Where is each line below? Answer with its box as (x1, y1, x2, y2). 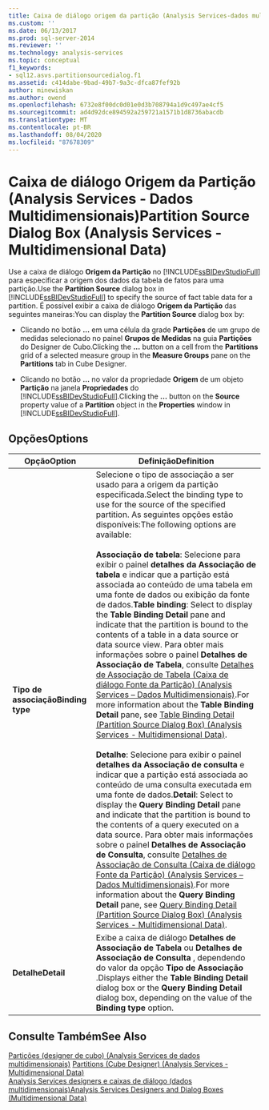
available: (95, 529, 132, 540)
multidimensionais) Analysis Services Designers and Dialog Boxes (8, 1085, 224, 1095)
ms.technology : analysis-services (8, 49, 124, 57)
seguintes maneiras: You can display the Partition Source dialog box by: (8, 310, 245, 319)
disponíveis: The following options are (95, 519, 236, 531)
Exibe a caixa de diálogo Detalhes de (95, 932, 236, 944)
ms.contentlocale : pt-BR (8, 123, 91, 131)
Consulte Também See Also (8, 1029, 147, 1043)
